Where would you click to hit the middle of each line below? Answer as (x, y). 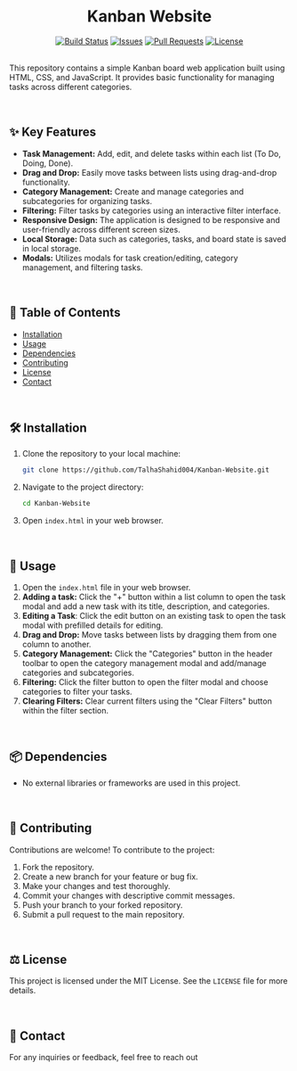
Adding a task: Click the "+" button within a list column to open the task (154, 597)
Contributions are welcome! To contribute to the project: (112, 850)
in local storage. (52, 248)
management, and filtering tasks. (83, 267)
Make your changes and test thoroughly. (96, 886)
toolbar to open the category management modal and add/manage (144, 663)
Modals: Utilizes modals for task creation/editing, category (130, 258)
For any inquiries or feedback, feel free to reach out (104, 1058)
